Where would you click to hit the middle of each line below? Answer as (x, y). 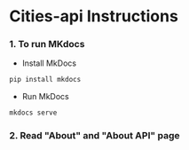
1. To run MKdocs (47, 44)
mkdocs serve (33, 113)
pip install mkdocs (45, 80)
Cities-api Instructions (94, 16)
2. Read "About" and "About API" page (94, 136)
